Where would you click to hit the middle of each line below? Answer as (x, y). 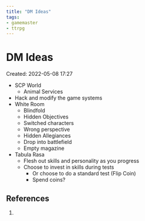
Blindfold (34, 111)
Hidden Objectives (46, 117)
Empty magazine (44, 148)
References (28, 198)
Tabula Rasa (29, 155)
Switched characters (49, 123)
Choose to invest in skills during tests (69, 167)
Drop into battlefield (48, 142)
